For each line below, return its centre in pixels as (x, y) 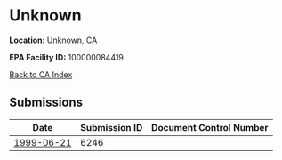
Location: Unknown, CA (53, 40)
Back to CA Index (41, 74)
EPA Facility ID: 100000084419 (67, 57)
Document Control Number (209, 127)
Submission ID (111, 127)
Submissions (46, 103)
